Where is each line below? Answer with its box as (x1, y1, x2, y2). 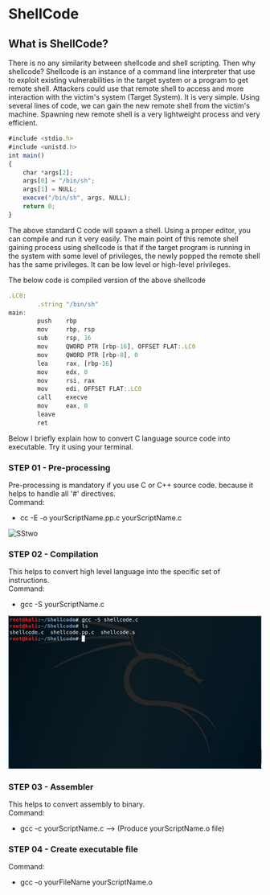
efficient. (8, 118, 38, 127)
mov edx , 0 (37, 367, 88, 376)
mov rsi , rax (37, 376, 95, 384)
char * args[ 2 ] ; (22, 168, 74, 177)
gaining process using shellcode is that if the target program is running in (8, 242, 251, 252)
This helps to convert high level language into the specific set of (8, 567, 221, 577)
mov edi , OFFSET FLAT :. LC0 (37, 385, 142, 393)
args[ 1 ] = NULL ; (22, 186, 78, 194)
